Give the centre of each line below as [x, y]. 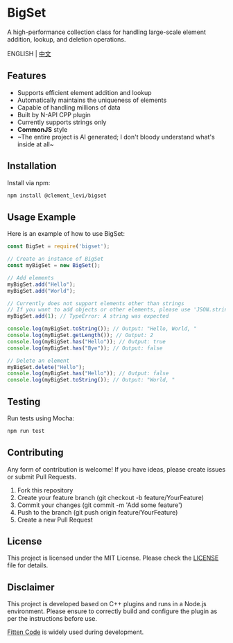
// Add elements [31, 278]
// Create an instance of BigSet [55, 259]
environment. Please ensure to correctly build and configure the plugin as [112, 611]
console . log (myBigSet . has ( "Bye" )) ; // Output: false [85, 348]
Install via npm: [29, 182]
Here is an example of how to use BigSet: [66, 234]
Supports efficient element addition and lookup [84, 92]
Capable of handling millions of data [69, 107]
